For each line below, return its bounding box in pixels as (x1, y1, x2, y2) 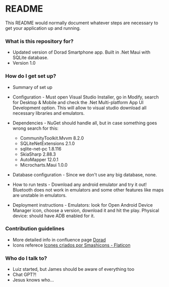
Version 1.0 (12, 60, 36, 66)
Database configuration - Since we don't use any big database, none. (12, 171, 157, 177)
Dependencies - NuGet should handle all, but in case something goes (12, 120, 157, 126)
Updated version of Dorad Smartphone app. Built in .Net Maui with (12, 49, 150, 56)
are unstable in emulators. (12, 192, 67, 198)
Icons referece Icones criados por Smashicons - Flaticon (12, 242, 131, 248)
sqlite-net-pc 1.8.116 (20, 146, 62, 152)
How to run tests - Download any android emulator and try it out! (12, 181, 147, 187)
